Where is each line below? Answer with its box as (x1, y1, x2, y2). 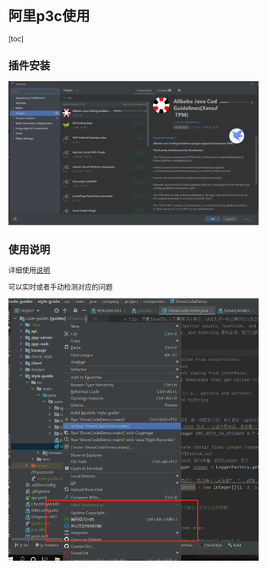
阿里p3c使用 (8, 7, 91, 25)
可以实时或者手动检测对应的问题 (8, 282, 113, 291)
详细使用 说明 (8, 265, 50, 275)
